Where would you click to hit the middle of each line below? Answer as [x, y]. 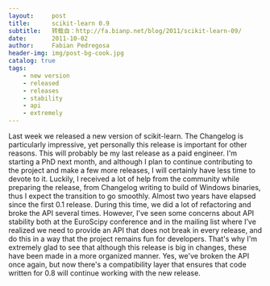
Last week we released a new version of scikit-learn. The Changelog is [126, 136]
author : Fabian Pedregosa [59, 46]
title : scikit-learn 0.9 [59, 23]
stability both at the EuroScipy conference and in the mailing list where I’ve [132, 222]
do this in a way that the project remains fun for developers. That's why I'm [133, 239]
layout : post [37, 16]
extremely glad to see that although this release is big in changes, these [128, 247]
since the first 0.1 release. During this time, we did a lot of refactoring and [130, 205]
